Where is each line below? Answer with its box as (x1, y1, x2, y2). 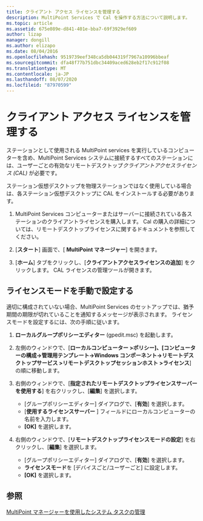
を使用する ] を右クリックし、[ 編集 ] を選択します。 (15, 387, 141, 394)
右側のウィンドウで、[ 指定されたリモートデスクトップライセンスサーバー (15, 380, 198, 387)
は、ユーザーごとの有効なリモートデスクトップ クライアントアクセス (6, 161, 176, 169)
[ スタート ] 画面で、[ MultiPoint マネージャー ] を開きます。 (15, 246, 161, 253)
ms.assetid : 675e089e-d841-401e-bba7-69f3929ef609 (6, 25, 137, 32)
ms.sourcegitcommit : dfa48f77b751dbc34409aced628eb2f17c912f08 (6, 59, 170, 66)
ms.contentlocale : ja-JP (6, 71, 69, 77)
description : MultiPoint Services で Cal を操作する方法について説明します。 (6, 15, 190, 21)
